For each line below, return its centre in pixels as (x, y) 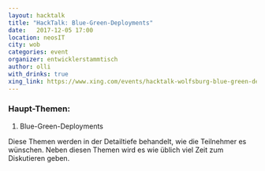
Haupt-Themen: (39, 109)
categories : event (38, 52)
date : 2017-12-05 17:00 (50, 30)
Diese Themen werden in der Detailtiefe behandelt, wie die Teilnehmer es (127, 141)
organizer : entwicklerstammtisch (63, 60)
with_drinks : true (38, 74)
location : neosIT (37, 37)
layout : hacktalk (37, 15)
